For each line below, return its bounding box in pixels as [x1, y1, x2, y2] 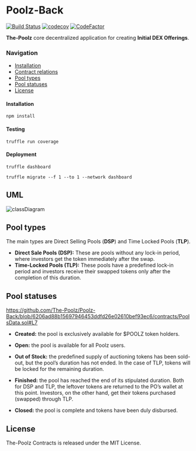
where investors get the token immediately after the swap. [14, 256, 155, 263]
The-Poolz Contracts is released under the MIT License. [6, 439, 142, 446]
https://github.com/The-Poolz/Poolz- [6, 307, 95, 314]
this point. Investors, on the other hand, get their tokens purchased [14, 390, 176, 397]
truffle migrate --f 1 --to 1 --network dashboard [6, 174, 132, 180]
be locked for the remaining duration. [14, 366, 104, 373]
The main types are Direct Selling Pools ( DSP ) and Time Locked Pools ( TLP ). [6, 238, 191, 245]
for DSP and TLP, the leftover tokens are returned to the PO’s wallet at [14, 383, 183, 390]
